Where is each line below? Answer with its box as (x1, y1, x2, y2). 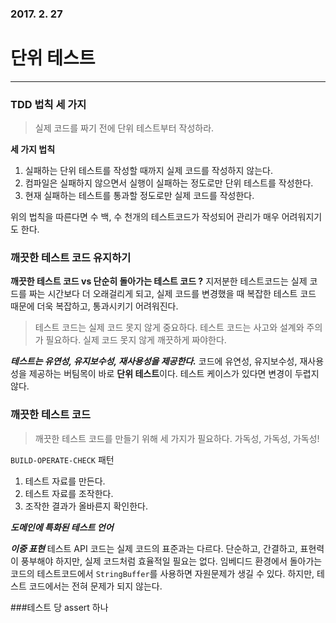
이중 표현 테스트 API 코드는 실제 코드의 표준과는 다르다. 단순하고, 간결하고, (10, 542, 298, 554)
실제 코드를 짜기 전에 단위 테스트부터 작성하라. (34, 122, 215, 134)
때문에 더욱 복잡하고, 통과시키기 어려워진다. (10, 300, 179, 312)
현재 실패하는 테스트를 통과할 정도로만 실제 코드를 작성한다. (24, 190, 255, 202)
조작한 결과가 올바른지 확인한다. (24, 500, 148, 512)
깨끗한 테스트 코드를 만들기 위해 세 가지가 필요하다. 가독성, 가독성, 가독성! (34, 432, 320, 444)
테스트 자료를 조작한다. (24, 487, 114, 499)
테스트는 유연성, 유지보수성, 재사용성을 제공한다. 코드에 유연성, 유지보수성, (10, 355, 298, 367)
